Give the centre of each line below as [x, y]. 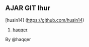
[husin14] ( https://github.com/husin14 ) [45, 20]
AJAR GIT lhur [28, 8]
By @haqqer [18, 39]
